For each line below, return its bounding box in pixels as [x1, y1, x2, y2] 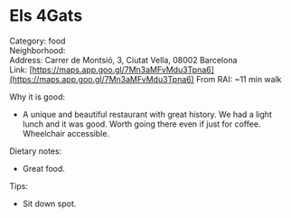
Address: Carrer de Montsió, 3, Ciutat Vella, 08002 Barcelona [9, 54, 238, 65]
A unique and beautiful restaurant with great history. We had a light [22, 109, 273, 119]
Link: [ [9, 64, 33, 75]
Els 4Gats [9, 5, 83, 26]
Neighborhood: [9, 44, 66, 55]
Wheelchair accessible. [22, 128, 110, 138]
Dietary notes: [9, 146, 62, 156]
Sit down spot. [22, 198, 77, 209]
